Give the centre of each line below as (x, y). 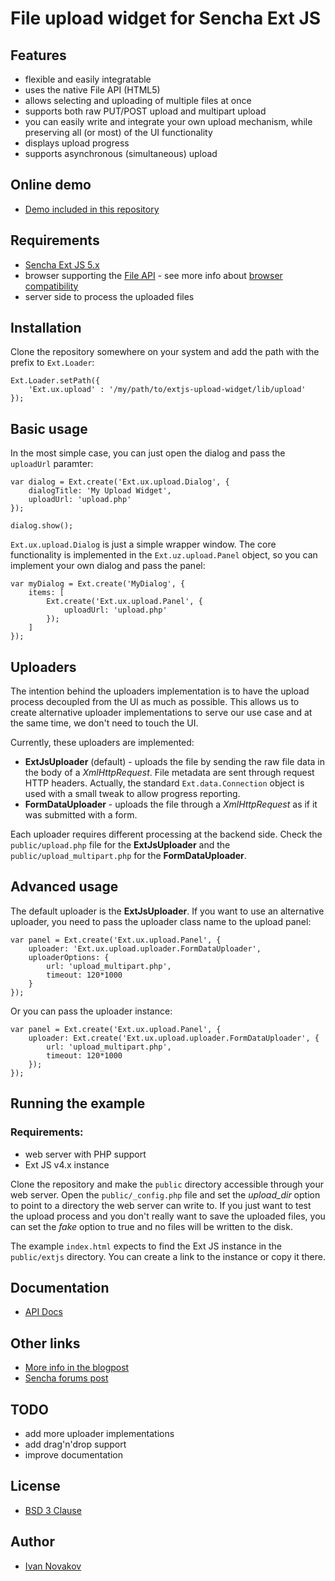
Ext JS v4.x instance (67, 1164)
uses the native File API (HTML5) (92, 90)
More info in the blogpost (77, 1368)
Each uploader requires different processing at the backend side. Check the (166, 834)
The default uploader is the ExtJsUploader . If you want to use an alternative (167, 911)
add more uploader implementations (99, 1433)
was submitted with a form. (81, 815)
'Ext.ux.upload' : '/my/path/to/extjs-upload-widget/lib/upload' (167, 390)
